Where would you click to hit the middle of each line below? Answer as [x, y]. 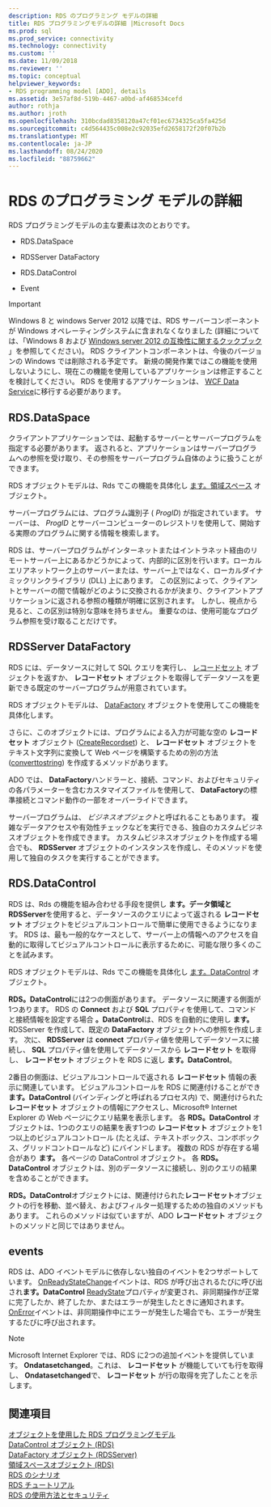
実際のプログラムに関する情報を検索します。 [89, 533]
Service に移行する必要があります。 [67, 392]
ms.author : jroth [38, 114]
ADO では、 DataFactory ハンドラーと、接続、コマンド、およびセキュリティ [135, 779]
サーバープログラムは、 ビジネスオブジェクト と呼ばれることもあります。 [129, 817]
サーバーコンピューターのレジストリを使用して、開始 [166, 523]
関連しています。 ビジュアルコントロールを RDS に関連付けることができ [142, 1087]
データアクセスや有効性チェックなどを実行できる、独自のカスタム [132, 827]
